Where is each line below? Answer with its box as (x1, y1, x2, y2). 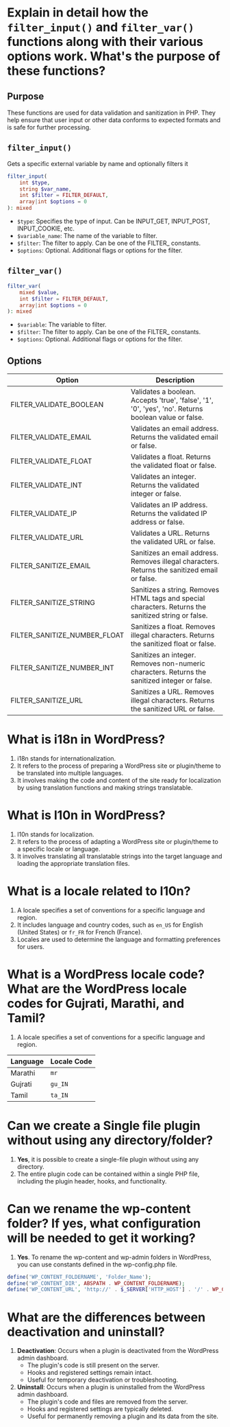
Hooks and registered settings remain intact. (27, 1369, 153, 1377)
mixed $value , (19, 289, 60, 296)
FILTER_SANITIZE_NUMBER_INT (10, 663, 114, 673)
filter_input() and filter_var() (7, 19, 195, 35)
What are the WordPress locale (7, 981, 187, 997)
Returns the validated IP (130, 509, 207, 519)
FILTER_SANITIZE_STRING (10, 598, 96, 608)
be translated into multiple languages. (16, 769, 124, 777)
